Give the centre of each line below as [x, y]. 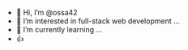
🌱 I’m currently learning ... [59, 29]
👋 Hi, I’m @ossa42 [47, 12]
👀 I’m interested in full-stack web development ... [98, 21]
